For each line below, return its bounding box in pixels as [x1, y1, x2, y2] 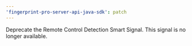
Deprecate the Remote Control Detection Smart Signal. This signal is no [6, 26, 186, 33]
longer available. [6, 32, 48, 40]
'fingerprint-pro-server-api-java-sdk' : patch [6, 9, 127, 15]
